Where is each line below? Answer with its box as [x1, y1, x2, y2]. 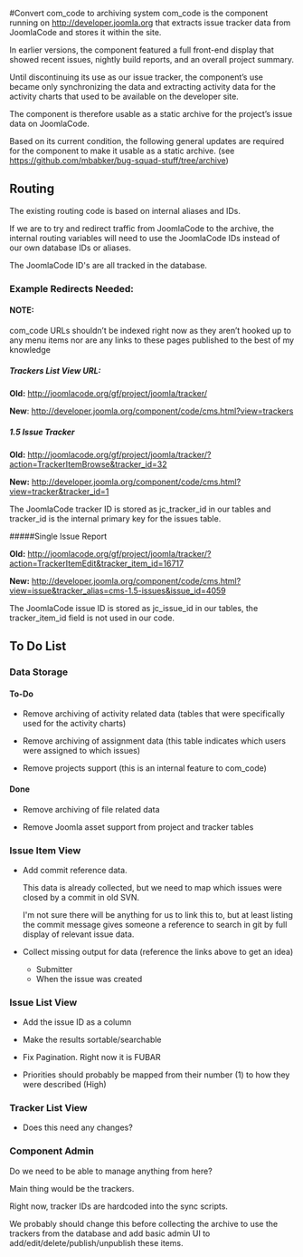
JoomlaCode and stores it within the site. [9, 27, 162, 37]
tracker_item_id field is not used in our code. [9, 612, 175, 623]
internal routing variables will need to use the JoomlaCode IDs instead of [9, 232, 280, 243]
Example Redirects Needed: [9, 282, 134, 295]
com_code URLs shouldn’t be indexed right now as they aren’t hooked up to [9, 325, 292, 336]
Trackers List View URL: [9, 365, 101, 375]
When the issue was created [35, 973, 143, 984]
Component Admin [9, 1145, 95, 1157]
